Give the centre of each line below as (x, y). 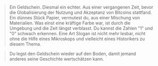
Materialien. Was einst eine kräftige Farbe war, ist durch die (70, 23)
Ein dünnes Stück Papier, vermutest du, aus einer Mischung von (75, 18)
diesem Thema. (25, 44)
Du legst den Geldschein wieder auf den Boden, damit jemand (73, 54)
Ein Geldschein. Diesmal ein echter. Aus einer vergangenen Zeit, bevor (81, 7)
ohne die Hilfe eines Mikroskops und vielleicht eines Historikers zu (77, 39)
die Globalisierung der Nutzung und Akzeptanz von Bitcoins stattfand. (80, 12)
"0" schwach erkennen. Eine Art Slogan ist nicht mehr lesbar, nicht (77, 33)
